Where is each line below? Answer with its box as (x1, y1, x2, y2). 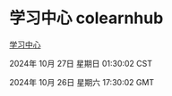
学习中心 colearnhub (9, 8, 164, 28)
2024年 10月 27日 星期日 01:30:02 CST (9, 58, 153, 68)
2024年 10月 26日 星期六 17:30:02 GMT (9, 76, 155, 87)
